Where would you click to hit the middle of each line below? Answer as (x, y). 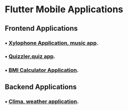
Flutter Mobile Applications (64, 9)
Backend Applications (41, 87)
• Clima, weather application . (42, 101)
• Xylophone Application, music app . (52, 43)
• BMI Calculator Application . (42, 70)
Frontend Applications (41, 28)
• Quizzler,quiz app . (30, 56)
